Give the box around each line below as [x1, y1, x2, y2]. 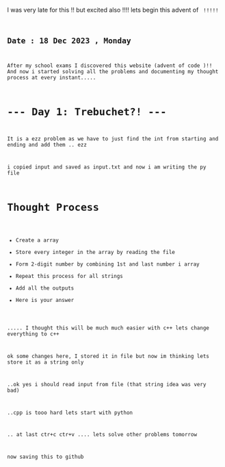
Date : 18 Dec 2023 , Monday [7, 36, 131, 45]
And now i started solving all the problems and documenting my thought [7, 68, 219, 75]
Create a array [16, 236, 59, 244]
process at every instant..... [7, 74, 96, 81]
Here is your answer [16, 296, 75, 303]
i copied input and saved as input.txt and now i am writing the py [7, 164, 207, 171]
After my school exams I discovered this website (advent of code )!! [7, 62, 213, 69]
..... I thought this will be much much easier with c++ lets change [7, 325, 210, 331]
